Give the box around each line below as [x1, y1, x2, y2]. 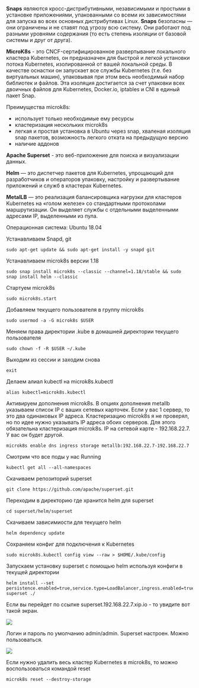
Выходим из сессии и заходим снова [6, 356, 101, 363]
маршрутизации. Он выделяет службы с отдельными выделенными [6, 206, 179, 213]
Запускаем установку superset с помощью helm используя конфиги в [6, 562, 183, 569]
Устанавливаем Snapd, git [6, 235, 72, 242]
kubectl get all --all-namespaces [6, 465, 92, 471]
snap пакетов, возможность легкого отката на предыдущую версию [14, 134, 188, 141]
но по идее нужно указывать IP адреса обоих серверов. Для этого [6, 419, 176, 425]
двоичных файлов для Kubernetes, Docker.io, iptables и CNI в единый [6, 86, 180, 92]
